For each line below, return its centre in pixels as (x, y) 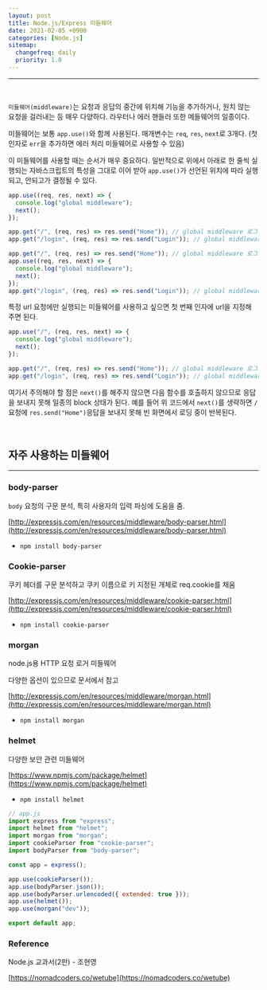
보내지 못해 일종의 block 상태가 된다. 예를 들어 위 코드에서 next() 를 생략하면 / (137, 402)
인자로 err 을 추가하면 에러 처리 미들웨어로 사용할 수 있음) (97, 143)
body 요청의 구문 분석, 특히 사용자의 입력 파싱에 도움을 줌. (97, 506)
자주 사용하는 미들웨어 (59, 455)
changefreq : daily (46, 53)
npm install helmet (52, 800)
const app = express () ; (48, 865)
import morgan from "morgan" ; (58, 836)
